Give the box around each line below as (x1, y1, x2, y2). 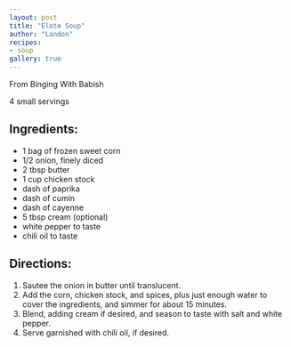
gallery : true (9, 54, 62, 63)
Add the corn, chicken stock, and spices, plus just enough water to (21, 289, 268, 300)
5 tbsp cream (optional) (21, 211, 109, 222)
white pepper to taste (21, 221, 101, 231)
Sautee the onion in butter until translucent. (21, 279, 182, 290)
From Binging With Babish (9, 79, 104, 89)
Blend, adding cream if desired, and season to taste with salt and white (21, 308, 283, 319)
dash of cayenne (21, 202, 85, 213)
